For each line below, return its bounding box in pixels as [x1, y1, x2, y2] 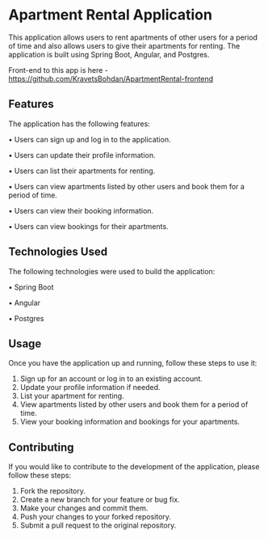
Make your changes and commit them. [19, 503, 149, 513]
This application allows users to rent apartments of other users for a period [8, 32, 258, 42]
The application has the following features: [8, 119, 151, 129]
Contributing [8, 440, 74, 454]
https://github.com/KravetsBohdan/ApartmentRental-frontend [8, 74, 214, 83]
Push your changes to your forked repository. [19, 512, 172, 522]
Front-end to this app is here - [8, 65, 109, 74]
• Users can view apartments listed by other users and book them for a [8, 181, 245, 191]
